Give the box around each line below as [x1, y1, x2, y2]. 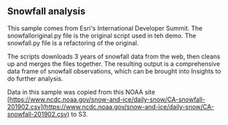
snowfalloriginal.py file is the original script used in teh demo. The [7, 31, 197, 40]
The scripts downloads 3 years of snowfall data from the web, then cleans [7, 52, 221, 60]
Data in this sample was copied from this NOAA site [7, 87, 155, 96]
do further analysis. [7, 74, 63, 83]
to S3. [70, 110, 89, 118]
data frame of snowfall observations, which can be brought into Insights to [7, 67, 222, 75]
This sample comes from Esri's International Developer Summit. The [7, 24, 203, 32]
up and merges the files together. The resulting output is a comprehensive [7, 59, 220, 68]
